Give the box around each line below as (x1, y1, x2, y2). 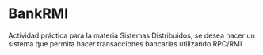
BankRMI (8, 5, 69, 23)
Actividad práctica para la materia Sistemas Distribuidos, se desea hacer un (8, 31, 256, 40)
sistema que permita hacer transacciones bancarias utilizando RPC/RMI (8, 38, 242, 48)
